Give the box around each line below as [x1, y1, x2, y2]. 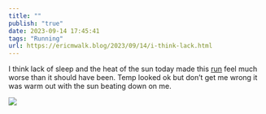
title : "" [8, 11, 42, 20]
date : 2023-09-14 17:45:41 [8, 27, 100, 35]
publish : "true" [8, 19, 63, 27]
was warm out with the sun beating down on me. [8, 82, 172, 91]
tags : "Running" [8, 34, 63, 43]
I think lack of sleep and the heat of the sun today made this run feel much [8, 64, 258, 74]
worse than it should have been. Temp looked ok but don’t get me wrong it [8, 73, 258, 82]
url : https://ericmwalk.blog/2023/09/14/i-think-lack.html [8, 42, 213, 50]
